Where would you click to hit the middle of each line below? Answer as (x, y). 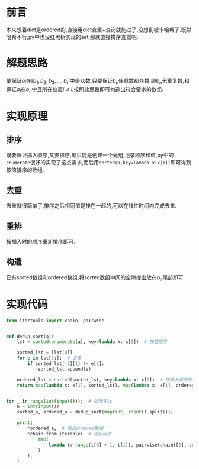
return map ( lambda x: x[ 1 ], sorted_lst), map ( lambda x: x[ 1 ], (95, 385)
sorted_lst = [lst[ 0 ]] (45, 352)
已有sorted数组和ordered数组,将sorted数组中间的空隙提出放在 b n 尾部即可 (95, 278)
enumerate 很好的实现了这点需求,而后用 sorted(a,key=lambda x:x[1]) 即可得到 (99, 163)
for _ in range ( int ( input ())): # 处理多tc (59, 401)
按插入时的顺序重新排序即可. (41, 242)
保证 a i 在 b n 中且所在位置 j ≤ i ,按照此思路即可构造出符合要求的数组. (85, 90)
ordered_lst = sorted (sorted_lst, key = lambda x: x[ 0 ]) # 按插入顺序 (102, 380)
